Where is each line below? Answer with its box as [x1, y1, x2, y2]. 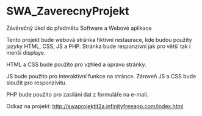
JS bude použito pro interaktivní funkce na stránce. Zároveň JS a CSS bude [6, 72, 197, 80]
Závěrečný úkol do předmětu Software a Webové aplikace [6, 24, 152, 32]
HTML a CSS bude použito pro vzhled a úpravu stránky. [6, 61, 146, 68]
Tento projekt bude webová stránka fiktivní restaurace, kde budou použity [6, 36, 192, 43]
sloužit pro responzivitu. [6, 79, 67, 86]
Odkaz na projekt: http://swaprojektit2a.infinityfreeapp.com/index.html [6, 102, 184, 110]
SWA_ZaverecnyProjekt [6, 4, 129, 18]
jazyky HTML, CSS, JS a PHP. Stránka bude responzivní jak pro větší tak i [6, 43, 191, 50]
